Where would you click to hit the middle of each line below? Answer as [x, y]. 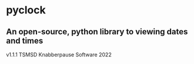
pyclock [26, 10]
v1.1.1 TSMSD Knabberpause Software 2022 [59, 55]
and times [25, 40]
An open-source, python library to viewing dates [97, 32]
